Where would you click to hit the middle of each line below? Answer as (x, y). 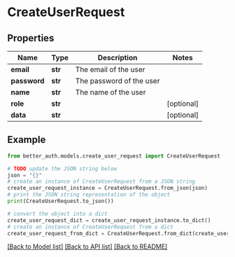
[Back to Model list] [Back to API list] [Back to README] (87, 246)
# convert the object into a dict (58, 214)
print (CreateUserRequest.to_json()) (60, 201)
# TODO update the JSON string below (62, 169)
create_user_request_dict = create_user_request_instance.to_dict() (109, 220)
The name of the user (111, 92)
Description (117, 58)
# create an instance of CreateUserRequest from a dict (90, 227)
